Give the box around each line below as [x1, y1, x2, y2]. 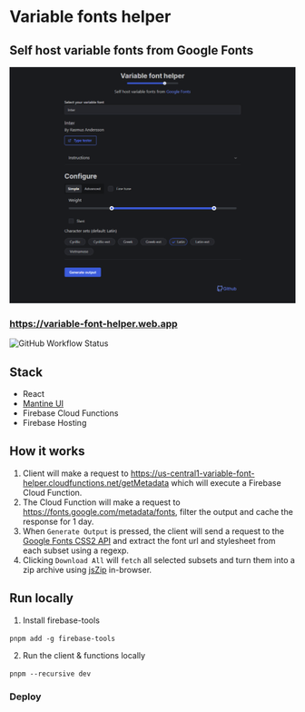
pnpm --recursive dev [9, 669, 92, 678]
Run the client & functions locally [22, 649, 146, 660]
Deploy [9, 690, 42, 703]
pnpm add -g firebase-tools [9, 634, 116, 643]
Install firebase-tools [22, 615, 100, 626]
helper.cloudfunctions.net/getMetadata [22, 477, 170, 488]
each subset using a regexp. [22, 545, 130, 556]
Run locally [9, 590, 74, 606]
